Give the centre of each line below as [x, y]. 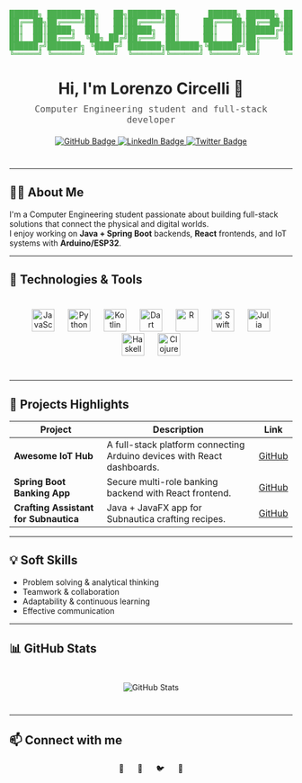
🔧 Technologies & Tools [76, 279]
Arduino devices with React [164, 456]
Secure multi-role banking [162, 482]
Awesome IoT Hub [54, 456]
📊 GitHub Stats [53, 648]
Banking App [42, 493]
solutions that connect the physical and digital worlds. [109, 223]
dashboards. [133, 467]
